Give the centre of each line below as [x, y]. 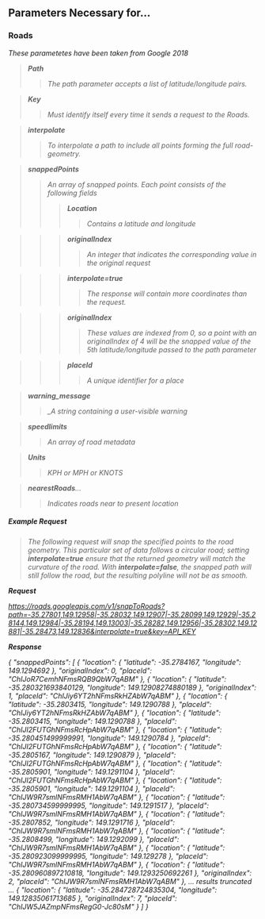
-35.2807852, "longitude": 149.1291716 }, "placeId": [92, 822]
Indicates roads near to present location [113, 503]
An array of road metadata [91, 442]
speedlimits [47, 426]
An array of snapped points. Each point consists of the [137, 184]
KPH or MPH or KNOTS [85, 472]
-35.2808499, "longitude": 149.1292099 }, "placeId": [94, 839]
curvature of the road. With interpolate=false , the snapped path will [139, 567]
